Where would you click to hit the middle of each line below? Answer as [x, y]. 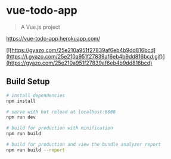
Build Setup [28, 82]
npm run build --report [36, 150]
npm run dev [21, 117]
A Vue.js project [41, 27]
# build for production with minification [60, 128]
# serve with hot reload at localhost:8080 [61, 112]
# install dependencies [36, 95]
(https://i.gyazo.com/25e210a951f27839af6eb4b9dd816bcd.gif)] [85, 56]
